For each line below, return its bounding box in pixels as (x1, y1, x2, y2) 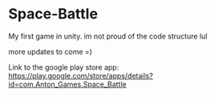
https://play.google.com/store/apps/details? (8, 71, 154, 80)
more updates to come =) (8, 46, 92, 56)
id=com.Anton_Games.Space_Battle (8, 79, 127, 89)
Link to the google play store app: (8, 62, 120, 72)
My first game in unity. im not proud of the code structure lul (8, 31, 208, 41)
